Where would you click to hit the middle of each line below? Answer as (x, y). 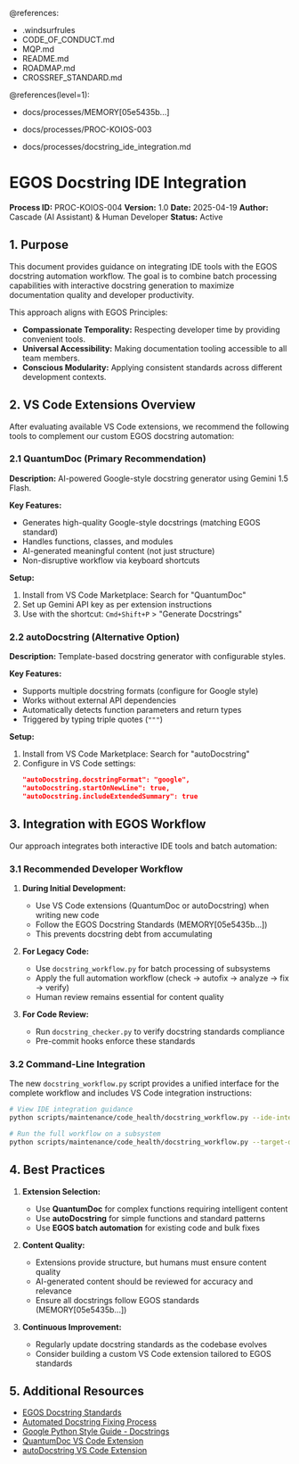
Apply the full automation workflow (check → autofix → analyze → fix (162, 978)
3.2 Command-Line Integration (77, 1063)
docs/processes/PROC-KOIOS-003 (87, 129)
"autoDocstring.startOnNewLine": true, (96, 789)
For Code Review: (55, 1014)
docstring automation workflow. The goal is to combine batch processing (143, 276)
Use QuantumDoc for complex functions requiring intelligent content (162, 1209)
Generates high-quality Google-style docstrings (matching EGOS (141, 522)
